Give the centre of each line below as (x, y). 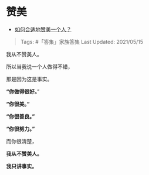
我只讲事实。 (21, 166)
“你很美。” (18, 104)
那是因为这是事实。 (29, 79)
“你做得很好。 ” (23, 91)
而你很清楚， (21, 141)
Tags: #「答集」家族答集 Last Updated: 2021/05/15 (82, 42)
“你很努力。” (21, 129)
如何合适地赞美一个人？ (43, 29)
